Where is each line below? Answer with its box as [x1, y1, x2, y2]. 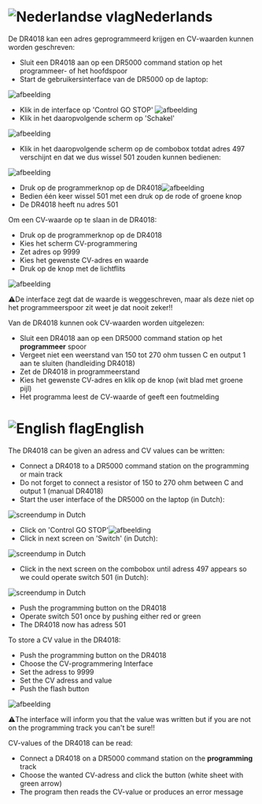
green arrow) [19, 778, 63, 788]
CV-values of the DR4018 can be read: [8, 738, 133, 747]
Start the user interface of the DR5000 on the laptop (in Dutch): [19, 494, 225, 504]
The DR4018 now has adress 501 [19, 619, 126, 629]
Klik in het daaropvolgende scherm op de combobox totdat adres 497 [19, 144, 245, 153]
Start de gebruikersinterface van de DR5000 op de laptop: [19, 74, 208, 84]
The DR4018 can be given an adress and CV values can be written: [8, 446, 225, 455]
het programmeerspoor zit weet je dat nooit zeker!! [8, 302, 173, 312]
